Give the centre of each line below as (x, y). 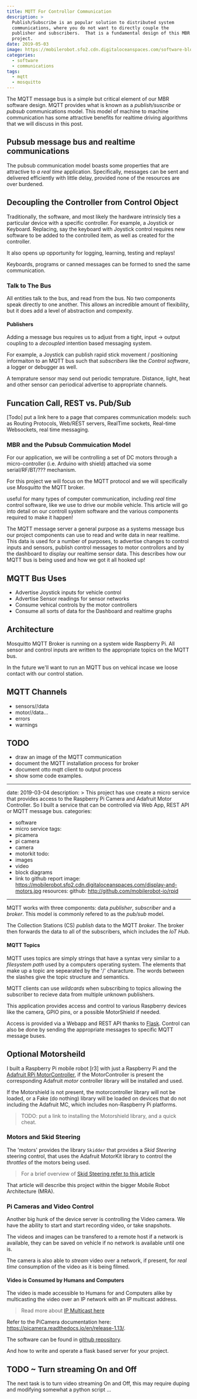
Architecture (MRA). (31, 1191)
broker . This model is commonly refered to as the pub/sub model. (86, 914)
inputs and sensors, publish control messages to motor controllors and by (95, 547)
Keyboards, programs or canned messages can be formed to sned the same (98, 264)
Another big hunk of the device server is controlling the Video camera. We (96, 1219)
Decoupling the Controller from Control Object (93, 203)
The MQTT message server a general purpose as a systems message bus (96, 529)
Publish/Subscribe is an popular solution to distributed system (93, 22)
